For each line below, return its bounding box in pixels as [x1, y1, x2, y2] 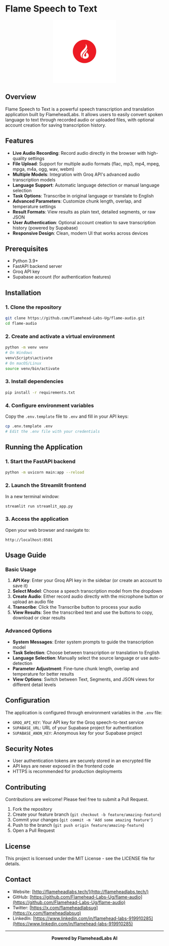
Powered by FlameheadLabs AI [51, 935, 118, 941]
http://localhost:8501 [5, 537, 53, 542]
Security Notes [5, 744, 54, 753]
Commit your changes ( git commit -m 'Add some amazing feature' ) [12, 817, 153, 823]
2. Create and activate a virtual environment [5, 333, 115, 340]
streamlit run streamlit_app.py [5, 504, 73, 509]
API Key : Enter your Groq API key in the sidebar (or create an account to [12, 578, 162, 584]
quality [12, 155, 27, 161]
